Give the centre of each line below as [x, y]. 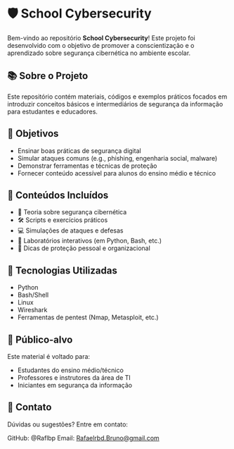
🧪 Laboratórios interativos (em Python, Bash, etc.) [90, 241]
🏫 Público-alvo [40, 339]
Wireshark [32, 310]
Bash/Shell [33, 295]
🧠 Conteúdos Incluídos [58, 195]
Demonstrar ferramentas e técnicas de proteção [87, 166]
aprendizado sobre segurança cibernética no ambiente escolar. [99, 53]
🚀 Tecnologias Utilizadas [62, 270]
